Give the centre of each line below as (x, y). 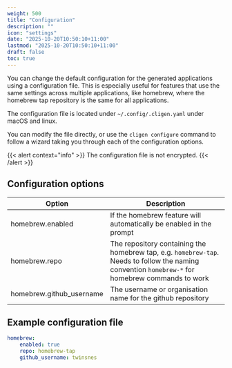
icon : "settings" (32, 33)
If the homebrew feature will (156, 215)
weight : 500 (24, 13)
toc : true (21, 59)
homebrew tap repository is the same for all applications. (88, 100)
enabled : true (40, 345)
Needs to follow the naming (155, 261)
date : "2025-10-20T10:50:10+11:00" (58, 39)
